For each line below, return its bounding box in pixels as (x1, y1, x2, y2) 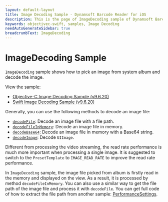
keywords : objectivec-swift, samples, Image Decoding (5, 21, 120, 27)
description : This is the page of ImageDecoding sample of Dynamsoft (5, 17, 153, 22)
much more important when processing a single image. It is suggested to (5, 149, 155, 155)
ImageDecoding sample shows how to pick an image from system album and (5, 69, 160, 75)
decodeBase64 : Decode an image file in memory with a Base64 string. (12, 129, 154, 135)
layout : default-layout (5, 7, 55, 13)
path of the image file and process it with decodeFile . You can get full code (5, 185, 159, 191)
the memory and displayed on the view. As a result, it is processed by (5, 175, 148, 181)
